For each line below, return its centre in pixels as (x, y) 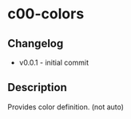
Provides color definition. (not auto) (66, 107)
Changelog (36, 44)
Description (37, 87)
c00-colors (46, 14)
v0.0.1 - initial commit (54, 62)
